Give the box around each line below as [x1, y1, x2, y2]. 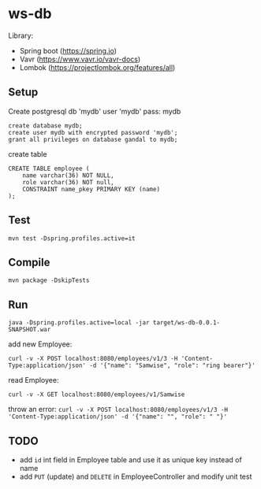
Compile [8, 255, 50, 269]
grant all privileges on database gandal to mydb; [8, 135, 178, 143]
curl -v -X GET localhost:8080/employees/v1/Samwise [8, 391, 185, 398]
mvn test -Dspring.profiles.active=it [8, 234, 136, 243]
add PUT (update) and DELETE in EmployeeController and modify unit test [19, 472, 252, 481]
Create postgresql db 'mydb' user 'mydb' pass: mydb [8, 106, 181, 116]
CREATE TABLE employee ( [8, 165, 90, 172]
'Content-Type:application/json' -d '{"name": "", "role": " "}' [8, 413, 227, 421]
